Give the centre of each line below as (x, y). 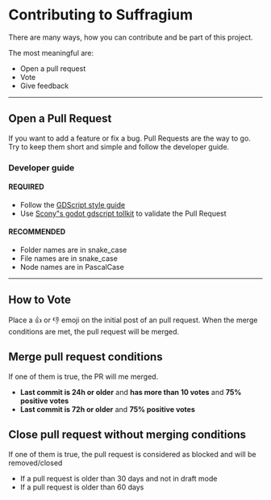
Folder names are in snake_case (73, 250)
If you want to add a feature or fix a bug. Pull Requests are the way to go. (130, 138)
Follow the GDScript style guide (73, 204)
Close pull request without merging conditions (127, 435)
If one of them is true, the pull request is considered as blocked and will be (132, 454)
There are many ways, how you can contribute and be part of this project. (131, 37)
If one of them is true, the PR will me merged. (83, 376)
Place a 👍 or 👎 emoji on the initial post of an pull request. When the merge (133, 320)
